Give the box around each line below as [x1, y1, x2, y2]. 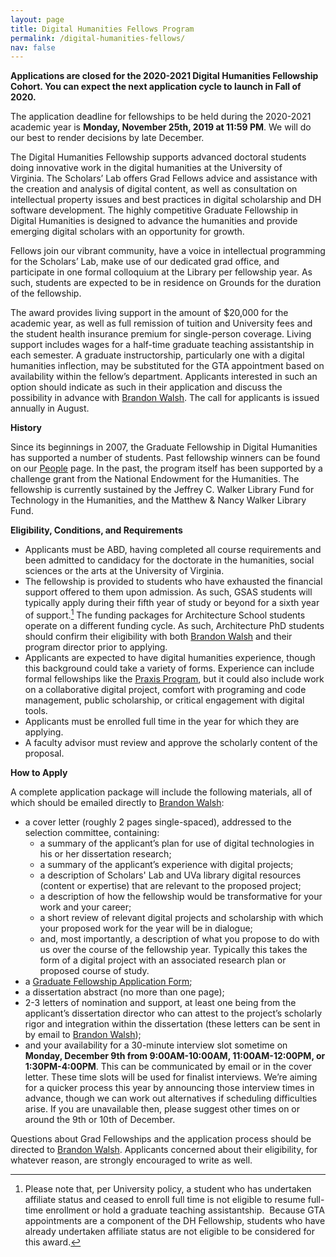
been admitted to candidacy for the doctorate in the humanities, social [24, 554, 315, 566]
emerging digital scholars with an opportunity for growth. [10, 226, 245, 238]
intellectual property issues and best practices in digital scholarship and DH [10, 194, 322, 206]
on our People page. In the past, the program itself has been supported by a [10, 462, 323, 475]
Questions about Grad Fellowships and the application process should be [10, 1132, 312, 1145]
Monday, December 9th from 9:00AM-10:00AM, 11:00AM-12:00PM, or [24, 1049, 326, 1061]
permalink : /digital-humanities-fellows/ [10, 33, 186, 43]
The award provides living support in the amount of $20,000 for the [10, 307, 289, 319]
